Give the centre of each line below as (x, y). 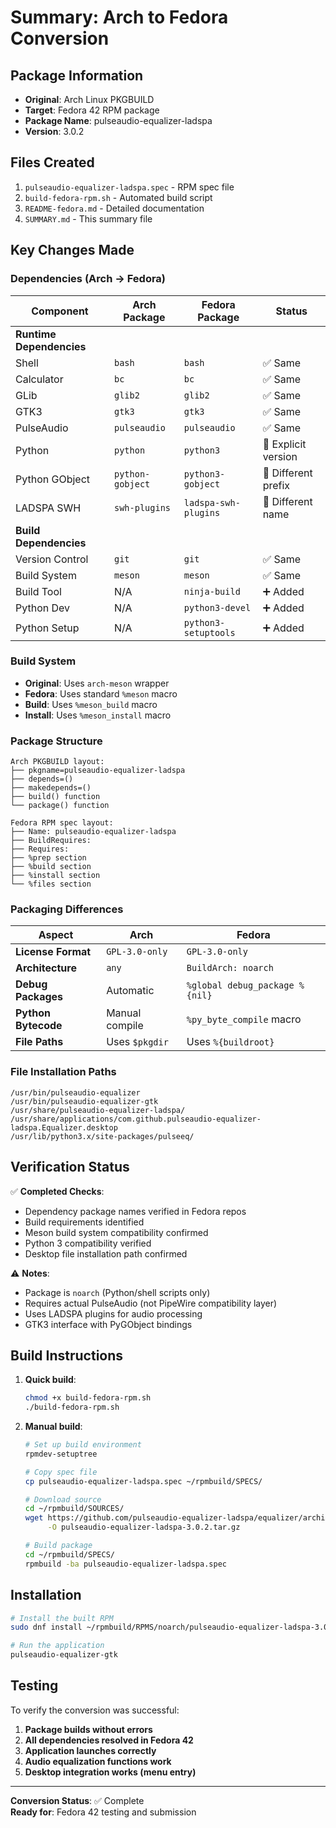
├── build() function (55, 797)
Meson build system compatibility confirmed (116, 1232)
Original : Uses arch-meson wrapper (97, 683)
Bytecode (39, 1026)
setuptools (209, 632)
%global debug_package (240, 985)
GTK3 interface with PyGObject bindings (108, 1324)
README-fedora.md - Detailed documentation (114, 208)
